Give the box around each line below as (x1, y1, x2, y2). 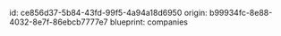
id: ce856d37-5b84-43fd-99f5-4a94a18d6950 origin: (9, 8, 208, 18)
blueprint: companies (109, 17, 188, 27)
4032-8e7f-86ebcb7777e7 (9, 17, 109, 27)
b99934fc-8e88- (209, 8, 273, 18)
